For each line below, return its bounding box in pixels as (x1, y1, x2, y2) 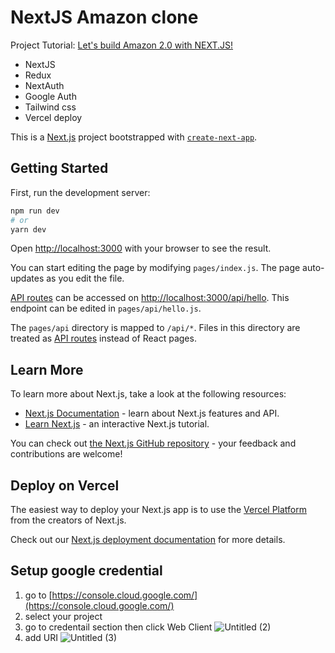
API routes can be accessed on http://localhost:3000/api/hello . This (10, 292, 290, 304)
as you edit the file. (46, 272, 125, 285)
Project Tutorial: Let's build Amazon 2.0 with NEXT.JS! (10, 39, 234, 51)
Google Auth (24, 90, 77, 102)
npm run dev (10, 206, 60, 216)
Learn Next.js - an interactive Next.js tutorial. (24, 418, 210, 430)
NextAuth (24, 79, 65, 91)
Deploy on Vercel (10, 477, 120, 494)
